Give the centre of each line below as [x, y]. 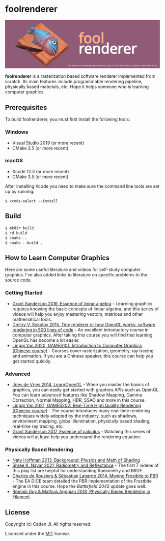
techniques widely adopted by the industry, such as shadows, [75, 416]
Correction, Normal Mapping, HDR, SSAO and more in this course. [79, 400]
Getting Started [24, 293]
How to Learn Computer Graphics [57, 258]
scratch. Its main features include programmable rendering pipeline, [74, 82]
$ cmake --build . [24, 243]
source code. [18, 280]
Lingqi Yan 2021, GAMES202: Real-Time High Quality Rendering [77, 406]
